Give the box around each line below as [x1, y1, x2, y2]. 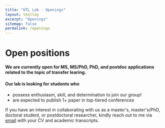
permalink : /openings [5, 26, 50, 31]
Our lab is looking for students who [5, 80, 80, 86]
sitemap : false [5, 21, 37, 26]
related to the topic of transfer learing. [5, 69, 86, 75]
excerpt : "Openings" [5, 16, 48, 21]
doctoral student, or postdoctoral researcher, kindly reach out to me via [5, 112, 152, 118]
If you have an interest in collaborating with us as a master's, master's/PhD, [5, 107, 160, 113]
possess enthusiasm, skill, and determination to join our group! [12, 92, 142, 98]
